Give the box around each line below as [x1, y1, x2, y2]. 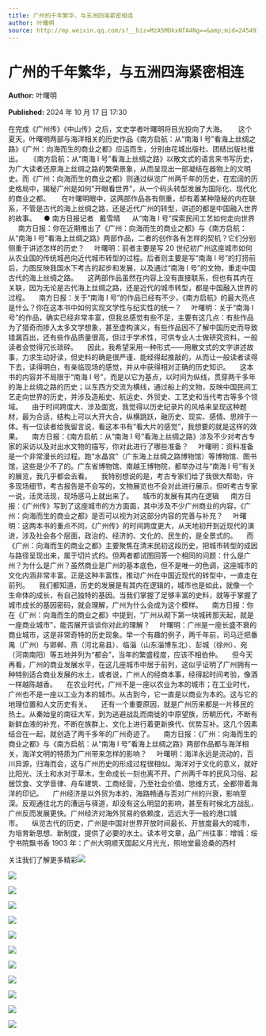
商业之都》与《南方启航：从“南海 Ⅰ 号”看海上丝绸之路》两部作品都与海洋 [8, 739, 242, 749]
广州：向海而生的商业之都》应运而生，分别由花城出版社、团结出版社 [25, 144, 248, 154]
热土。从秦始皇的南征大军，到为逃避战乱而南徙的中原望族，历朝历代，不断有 [8, 709, 258, 719]
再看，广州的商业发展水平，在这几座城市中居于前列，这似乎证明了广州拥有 [8, 660, 251, 670]
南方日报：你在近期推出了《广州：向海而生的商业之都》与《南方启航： [17, 224, 247, 233]
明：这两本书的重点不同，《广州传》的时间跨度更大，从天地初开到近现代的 [8, 521, 248, 531]
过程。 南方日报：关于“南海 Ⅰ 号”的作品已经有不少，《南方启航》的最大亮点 [8, 293, 256, 302]
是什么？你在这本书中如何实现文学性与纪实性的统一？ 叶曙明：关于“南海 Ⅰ [8, 303, 254, 313]
